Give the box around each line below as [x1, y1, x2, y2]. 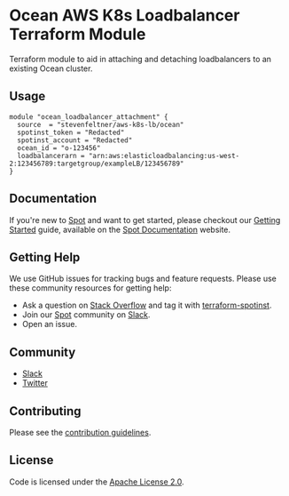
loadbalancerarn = [17, 151, 86, 160]
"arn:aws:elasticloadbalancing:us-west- [88, 151, 240, 160]
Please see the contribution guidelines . [9, 428, 152, 437]
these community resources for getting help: [9, 283, 172, 293]
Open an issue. [21, 319, 78, 330]
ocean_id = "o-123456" [17, 143, 101, 152]
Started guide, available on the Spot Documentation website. [9, 224, 231, 235]
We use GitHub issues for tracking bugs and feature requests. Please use [9, 273, 277, 284]
